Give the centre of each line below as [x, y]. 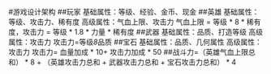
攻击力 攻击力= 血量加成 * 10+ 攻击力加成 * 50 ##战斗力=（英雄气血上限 [129, 52]
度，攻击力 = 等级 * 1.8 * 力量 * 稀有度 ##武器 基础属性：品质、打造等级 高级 [136, 32]
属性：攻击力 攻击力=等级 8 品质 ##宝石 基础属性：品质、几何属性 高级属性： [135, 42]
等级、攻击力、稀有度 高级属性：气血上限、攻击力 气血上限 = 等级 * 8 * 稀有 [135, 22]
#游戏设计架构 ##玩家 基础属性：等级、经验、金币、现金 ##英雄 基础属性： [134, 12]
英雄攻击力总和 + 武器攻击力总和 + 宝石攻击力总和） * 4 [143, 62]
